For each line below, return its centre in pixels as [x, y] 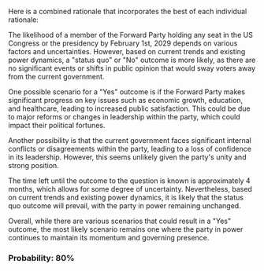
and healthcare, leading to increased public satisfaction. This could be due [129, 108]
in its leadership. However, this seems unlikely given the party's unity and [127, 157]
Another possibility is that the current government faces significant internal [130, 140]
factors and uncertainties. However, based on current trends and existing [127, 51]
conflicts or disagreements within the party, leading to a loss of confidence [130, 149]
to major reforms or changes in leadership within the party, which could [124, 117]
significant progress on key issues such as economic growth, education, [126, 100]
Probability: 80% [41, 258]
